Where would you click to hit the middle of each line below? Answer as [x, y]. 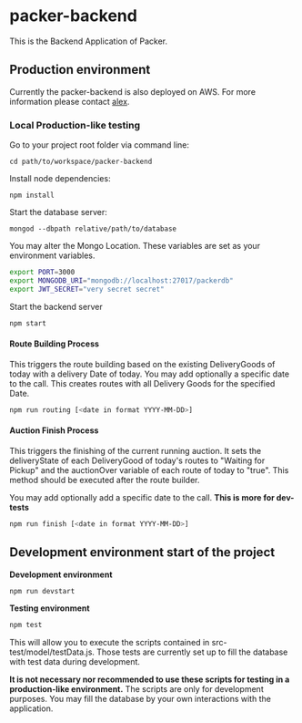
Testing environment [50, 608]
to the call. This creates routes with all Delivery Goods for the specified [142, 383]
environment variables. [52, 255]
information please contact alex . [70, 101]
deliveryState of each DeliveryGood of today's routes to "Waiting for [137, 460]
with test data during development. [75, 662]
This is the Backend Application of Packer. [89, 41]
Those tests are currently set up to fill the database [192, 652]
